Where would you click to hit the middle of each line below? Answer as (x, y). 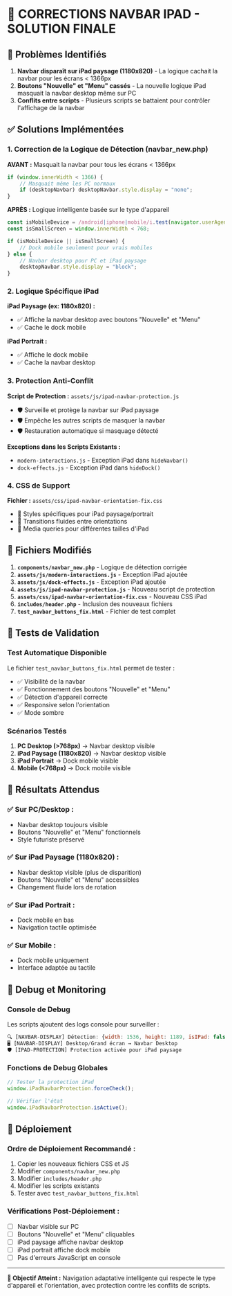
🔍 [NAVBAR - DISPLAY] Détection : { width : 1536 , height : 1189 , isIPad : (109, 1037)
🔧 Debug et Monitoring (57, 989)
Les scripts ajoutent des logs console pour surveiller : (83, 1024)
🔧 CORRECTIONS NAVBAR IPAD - (104, 14)
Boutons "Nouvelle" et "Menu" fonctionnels (79, 832)
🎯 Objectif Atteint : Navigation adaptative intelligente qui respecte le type (112, 1278)
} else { (20, 254)
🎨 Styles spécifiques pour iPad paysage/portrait (85, 514)
